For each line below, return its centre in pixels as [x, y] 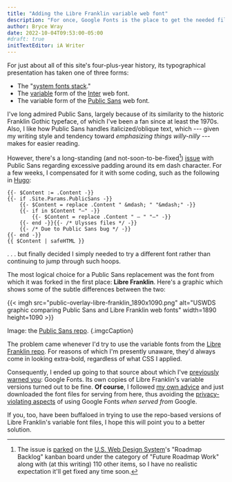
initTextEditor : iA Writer [46, 46]
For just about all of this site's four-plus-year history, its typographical [106, 65]
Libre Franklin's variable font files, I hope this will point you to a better [106, 422]
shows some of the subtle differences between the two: [86, 289]
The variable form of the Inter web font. [73, 93]
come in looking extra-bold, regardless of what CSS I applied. [95, 358]
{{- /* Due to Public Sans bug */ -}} [75, 229]
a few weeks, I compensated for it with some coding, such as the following [113, 173]
